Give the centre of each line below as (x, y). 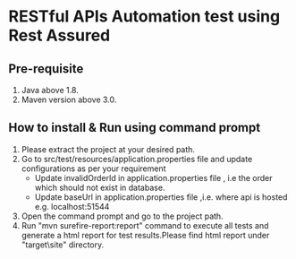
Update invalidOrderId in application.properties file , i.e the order (153, 177)
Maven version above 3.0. (69, 99)
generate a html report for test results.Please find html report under (145, 235)
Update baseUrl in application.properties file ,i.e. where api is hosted (161, 197)
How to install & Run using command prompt (135, 128)
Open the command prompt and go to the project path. (123, 216)
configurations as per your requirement (93, 168)
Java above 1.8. (50, 90)
